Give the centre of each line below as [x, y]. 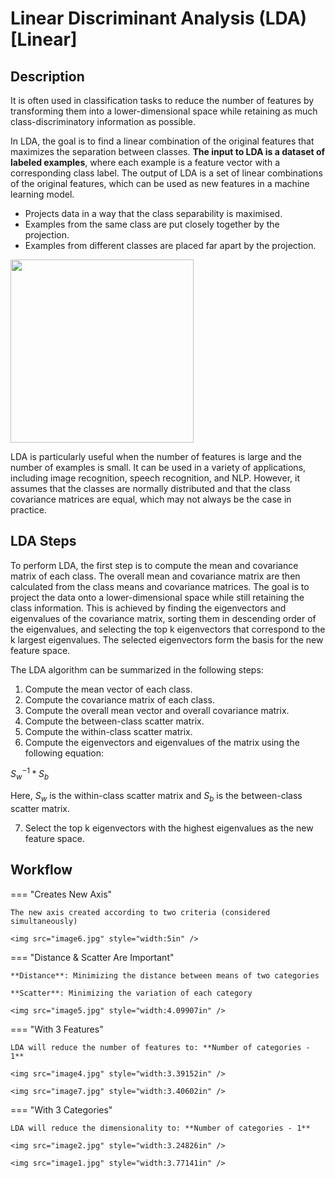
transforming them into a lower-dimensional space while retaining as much [164, 111]
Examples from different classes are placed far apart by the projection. [170, 245]
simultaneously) [44, 921]
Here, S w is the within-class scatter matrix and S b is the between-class [156, 797]
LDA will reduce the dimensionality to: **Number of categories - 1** [160, 1128]
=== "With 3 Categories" [61, 1109]
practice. [28, 509]
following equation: [64, 753]
